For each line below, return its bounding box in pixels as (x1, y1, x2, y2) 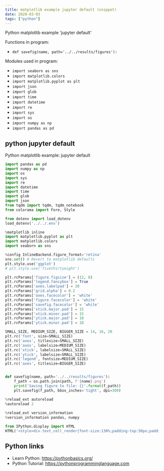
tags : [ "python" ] (5, 16, 41, 21)
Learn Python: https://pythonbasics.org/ (12, 455, 93, 461)
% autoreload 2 (5, 401, 34, 406)
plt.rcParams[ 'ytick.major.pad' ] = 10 (5, 316, 84, 321)
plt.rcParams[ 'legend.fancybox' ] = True (5, 279, 89, 285)
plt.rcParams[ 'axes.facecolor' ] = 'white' (5, 293, 93, 298)
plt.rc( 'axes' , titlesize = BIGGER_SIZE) (5, 361, 86, 366)
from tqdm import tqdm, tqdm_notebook (5, 203, 84, 208)
